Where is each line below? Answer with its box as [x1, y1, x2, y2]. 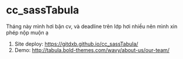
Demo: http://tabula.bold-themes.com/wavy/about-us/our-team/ [14, 46, 170, 53]
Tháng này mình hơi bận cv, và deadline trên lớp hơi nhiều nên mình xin [6, 23, 178, 30]
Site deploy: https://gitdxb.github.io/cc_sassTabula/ [14, 40, 139, 47]
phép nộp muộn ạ [6, 29, 49, 36]
